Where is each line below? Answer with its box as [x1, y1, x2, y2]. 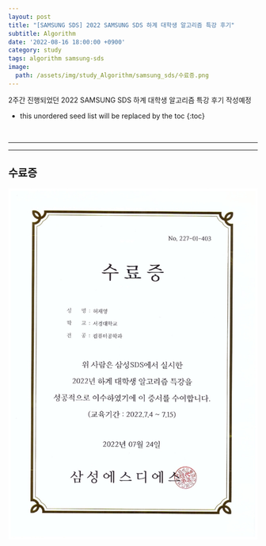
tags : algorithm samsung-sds [8, 55, 104, 63]
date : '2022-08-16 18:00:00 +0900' [8, 38, 126, 46]
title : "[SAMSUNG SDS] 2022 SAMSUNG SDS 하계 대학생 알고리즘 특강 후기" [8, 21, 235, 29]
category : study [8, 46, 62, 55]
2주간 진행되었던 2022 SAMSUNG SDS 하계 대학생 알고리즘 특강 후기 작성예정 [8, 95, 252, 105]
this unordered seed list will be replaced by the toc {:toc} [19, 111, 206, 121]
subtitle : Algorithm [8, 29, 77, 37]
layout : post [8, 13, 51, 21]
